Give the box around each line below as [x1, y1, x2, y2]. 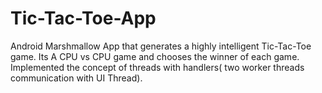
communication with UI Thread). [10, 72, 143, 84]
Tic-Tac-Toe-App [10, 7, 157, 30]
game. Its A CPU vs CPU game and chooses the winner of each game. [10, 50, 300, 62]
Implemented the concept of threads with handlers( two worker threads [10, 61, 305, 73]
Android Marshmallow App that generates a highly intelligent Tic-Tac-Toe [10, 40, 312, 52]
